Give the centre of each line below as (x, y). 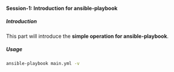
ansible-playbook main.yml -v (43, 63)
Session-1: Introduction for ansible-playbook (62, 8)
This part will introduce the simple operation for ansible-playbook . (87, 36)
